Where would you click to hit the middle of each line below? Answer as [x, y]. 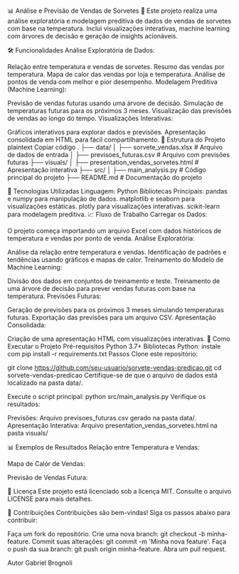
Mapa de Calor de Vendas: [46, 464]
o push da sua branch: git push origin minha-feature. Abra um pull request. [117, 549]
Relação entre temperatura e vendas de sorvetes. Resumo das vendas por [116, 67]
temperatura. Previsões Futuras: [54, 296]
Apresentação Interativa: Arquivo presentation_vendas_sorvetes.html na [113, 425]
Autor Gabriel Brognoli [40, 563]
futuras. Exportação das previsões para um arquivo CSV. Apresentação [112, 317]
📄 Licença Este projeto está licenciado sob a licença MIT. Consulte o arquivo [119, 491]
